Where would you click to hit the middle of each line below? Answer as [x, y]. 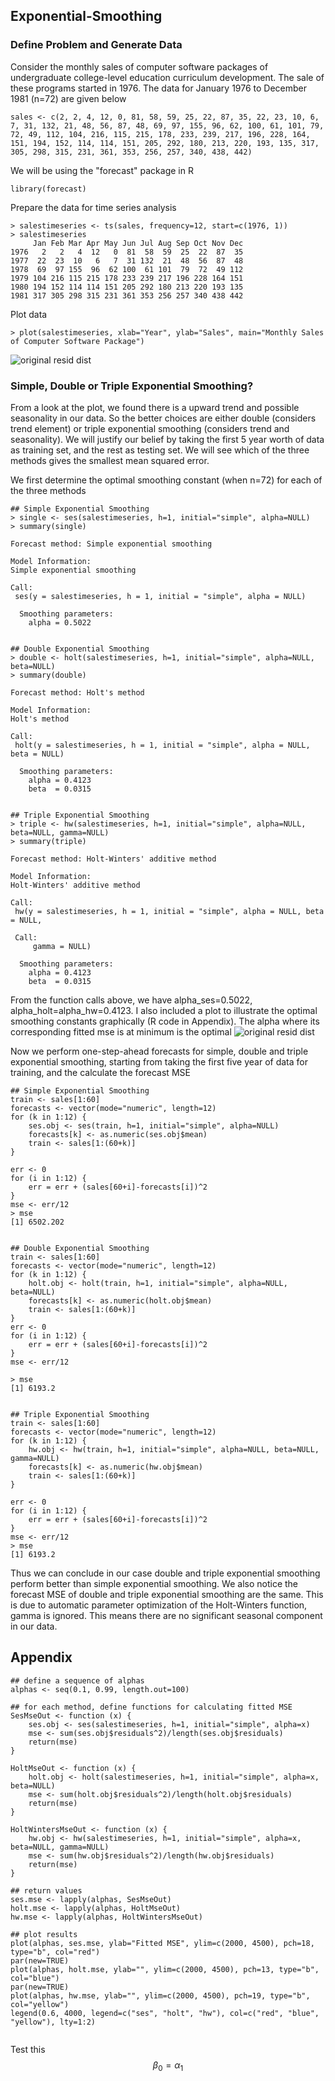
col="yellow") [40, 2004]
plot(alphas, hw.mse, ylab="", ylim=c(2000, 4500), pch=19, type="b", [160, 1995]
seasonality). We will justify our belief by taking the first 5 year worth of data [167, 439]
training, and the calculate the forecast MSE [100, 1072]
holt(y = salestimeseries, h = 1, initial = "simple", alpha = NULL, [162, 745]
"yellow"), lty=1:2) [53, 2022]
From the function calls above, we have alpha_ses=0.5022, [131, 1000]
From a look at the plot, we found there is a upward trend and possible [155, 407]
